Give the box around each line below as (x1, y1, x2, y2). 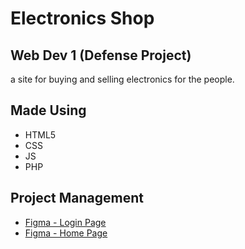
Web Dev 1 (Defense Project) (10, 47, 192, 64)
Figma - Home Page (24, 227, 108, 239)
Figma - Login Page (24, 216, 107, 228)
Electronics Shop (10, 7, 155, 30)
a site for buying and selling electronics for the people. (10, 73, 235, 85)
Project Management (10, 190, 144, 207)
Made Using (10, 102, 87, 119)
